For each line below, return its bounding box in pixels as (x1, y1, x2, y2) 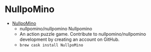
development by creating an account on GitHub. (19, 36, 120, 42)
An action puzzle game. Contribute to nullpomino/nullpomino (19, 31, 146, 37)
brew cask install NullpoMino (19, 42, 84, 47)
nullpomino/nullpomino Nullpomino (19, 25, 92, 31)
